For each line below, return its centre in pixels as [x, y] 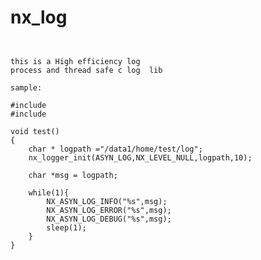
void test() [35, 131]
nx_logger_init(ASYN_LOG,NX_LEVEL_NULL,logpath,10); [140, 157]
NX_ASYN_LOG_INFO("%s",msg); [107, 201]
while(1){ [49, 192]
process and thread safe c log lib [86, 70]
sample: [26, 87]
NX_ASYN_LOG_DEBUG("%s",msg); [109, 219]
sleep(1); [66, 227]
